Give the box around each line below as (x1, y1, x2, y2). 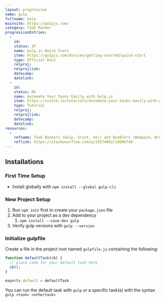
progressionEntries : (5, 30, 48, 35)
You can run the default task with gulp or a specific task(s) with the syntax (5, 287, 156, 293)
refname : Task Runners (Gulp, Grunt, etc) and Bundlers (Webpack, (14, 135, 153, 140)
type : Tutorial (14, 103, 45, 108)
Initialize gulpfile (5, 235, 46, 242)
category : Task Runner (5, 26, 52, 30)
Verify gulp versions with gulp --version (12, 222, 95, 228)
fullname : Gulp (5, 16, 36, 21)
